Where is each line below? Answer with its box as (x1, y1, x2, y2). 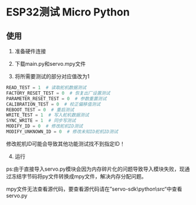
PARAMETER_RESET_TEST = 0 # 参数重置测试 (6, 95, 107, 101)
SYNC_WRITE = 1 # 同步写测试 (6, 118, 76, 124)
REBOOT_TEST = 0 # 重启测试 (6, 107, 74, 113)
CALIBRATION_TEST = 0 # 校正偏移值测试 (6, 101, 101, 107)
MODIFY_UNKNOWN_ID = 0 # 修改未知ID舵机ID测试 (6, 129, 118, 134)
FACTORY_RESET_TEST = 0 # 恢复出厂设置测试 (6, 90, 110, 96)
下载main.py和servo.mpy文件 (14, 60, 86, 67)
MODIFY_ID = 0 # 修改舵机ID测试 (6, 123, 83, 129)
